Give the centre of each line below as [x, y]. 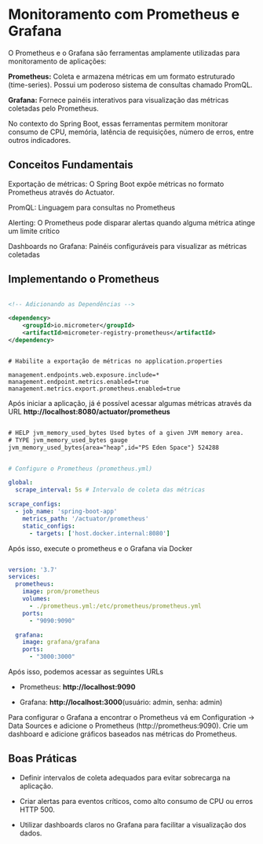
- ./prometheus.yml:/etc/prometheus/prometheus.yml [115, 606]
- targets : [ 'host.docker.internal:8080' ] [99, 533]
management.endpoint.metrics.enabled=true [79, 382]
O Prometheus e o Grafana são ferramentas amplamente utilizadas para [124, 53]
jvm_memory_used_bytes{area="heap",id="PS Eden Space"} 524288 [114, 448]
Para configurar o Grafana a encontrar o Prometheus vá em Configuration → [131, 718]
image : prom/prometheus [61, 592]
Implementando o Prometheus [84, 279]
